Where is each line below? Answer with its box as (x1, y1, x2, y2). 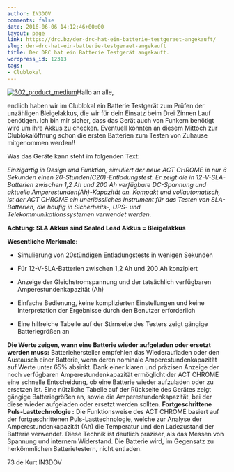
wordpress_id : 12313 (7, 56, 68, 63)
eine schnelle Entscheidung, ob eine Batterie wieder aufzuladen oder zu (7, 378, 214, 386)
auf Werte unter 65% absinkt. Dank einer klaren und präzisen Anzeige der (7, 362, 219, 371)
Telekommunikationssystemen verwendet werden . (7, 210, 152, 219)
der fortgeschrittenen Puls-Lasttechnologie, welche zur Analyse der (7, 415, 202, 423)
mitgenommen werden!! (7, 138, 75, 147)
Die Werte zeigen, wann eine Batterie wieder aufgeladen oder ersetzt (7, 340, 211, 349)
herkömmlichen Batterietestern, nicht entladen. (7, 444, 142, 452)
